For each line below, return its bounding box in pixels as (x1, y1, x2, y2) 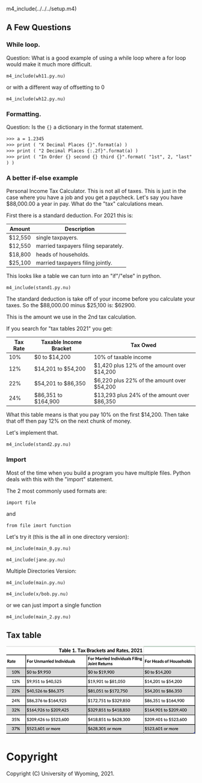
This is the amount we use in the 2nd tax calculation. (6, 313, 136, 321)
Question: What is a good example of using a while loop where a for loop (6, 54, 186, 61)
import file (6, 499, 36, 506)
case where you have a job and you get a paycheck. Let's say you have (6, 194, 183, 201)
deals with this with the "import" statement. (6, 475, 114, 483)
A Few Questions (6, 22, 72, 32)
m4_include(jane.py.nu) (6, 556, 66, 563)
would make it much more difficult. (6, 60, 92, 68)
